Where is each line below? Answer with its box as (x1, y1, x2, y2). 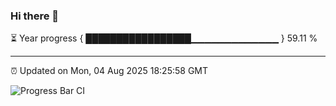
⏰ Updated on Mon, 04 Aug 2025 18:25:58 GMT (10, 65, 209, 77)
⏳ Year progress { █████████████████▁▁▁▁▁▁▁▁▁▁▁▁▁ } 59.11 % (10, 32, 318, 44)
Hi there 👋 (10, 9, 60, 23)
